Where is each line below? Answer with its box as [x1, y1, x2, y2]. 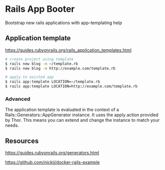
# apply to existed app [5, 75, 54, 80]
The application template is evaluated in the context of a [5, 107, 119, 113]
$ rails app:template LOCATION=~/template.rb [5, 79, 100, 84]
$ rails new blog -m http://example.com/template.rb [5, 66, 116, 71]
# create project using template [5, 57, 74, 62]
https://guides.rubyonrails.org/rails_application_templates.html [5, 47, 132, 53]
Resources [5, 136, 39, 145]
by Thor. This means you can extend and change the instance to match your [5, 117, 160, 123]
